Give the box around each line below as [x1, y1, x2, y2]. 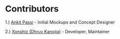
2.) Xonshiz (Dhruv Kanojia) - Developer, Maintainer [5, 28, 110, 34]
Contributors [5, 3, 59, 14]
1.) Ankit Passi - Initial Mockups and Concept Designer [5, 19, 116, 25]
